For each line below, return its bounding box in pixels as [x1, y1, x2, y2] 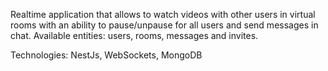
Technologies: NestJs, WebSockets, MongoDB [10, 49, 203, 61]
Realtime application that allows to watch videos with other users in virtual [10, 9, 316, 20]
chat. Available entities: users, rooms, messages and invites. [10, 30, 259, 41]
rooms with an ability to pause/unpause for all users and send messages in [10, 19, 319, 31]
